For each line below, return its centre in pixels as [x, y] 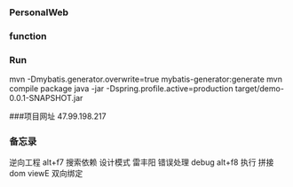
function [28, 35]
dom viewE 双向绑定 [46, 174]
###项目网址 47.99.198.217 [58, 116]
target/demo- [259, 89]
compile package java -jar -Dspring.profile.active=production [121, 89]
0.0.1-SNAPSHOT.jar [46, 98]
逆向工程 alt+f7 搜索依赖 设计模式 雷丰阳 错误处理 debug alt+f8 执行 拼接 [142, 162]
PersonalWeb [39, 12]
